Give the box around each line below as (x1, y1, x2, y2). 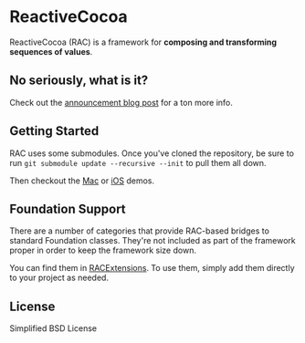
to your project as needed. (9, 272, 110, 284)
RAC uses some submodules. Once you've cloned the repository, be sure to (9, 148, 295, 159)
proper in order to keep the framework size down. (9, 244, 196, 256)
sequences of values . (9, 46, 93, 57)
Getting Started (9, 123, 100, 139)
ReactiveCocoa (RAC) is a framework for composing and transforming (9, 36, 277, 47)
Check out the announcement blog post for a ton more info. (9, 97, 233, 108)
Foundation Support (9, 201, 126, 216)
